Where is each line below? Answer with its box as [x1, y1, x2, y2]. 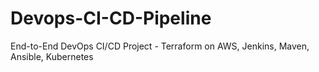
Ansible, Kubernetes [10, 50, 94, 62]
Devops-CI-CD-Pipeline [10, 7, 212, 30]
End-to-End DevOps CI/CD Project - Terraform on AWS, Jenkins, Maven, [10, 40, 310, 52]
